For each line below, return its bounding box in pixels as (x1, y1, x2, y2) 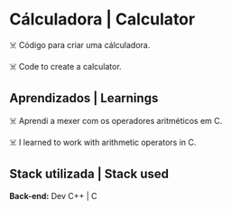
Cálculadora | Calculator (9, 9, 196, 30)
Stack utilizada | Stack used (9, 166, 170, 182)
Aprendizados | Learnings (9, 90, 159, 106)
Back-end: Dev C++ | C (9, 190, 97, 201)
